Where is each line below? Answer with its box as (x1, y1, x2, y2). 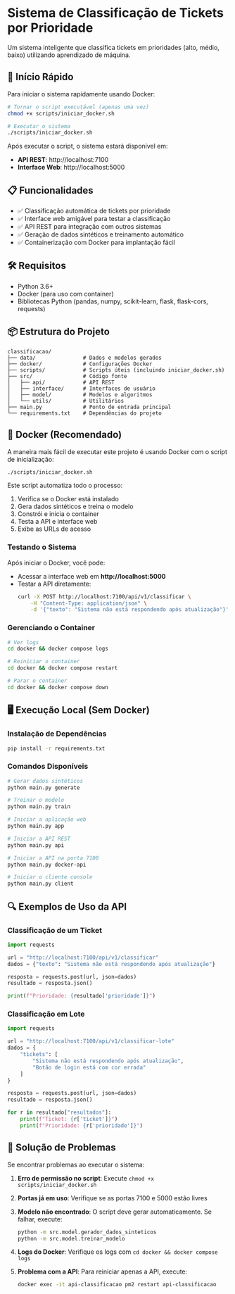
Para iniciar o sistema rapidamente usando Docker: (7, 89, 155, 98)
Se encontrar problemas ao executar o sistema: (7, 1160, 145, 1169)
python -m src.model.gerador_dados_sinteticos (17, 1229, 157, 1236)
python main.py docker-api (7, 861, 87, 868)
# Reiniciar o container (7, 658, 80, 665)
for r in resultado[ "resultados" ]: (7, 1109, 112, 1117)
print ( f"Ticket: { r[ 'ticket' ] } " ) (20, 1116, 118, 1123)
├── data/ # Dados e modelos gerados (7, 354, 162, 361)
